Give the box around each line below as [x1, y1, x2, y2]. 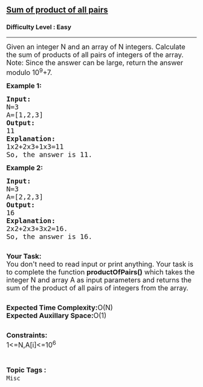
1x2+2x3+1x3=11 [6, 142, 64, 151]
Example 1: [6, 81, 42, 90]
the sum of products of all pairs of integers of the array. [6, 50, 184, 59]
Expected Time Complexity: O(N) [6, 303, 114, 312]
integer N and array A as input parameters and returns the [6, 275, 192, 284]
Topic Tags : [6, 365, 47, 374]
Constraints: [6, 331, 48, 339]
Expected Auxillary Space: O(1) [6, 311, 107, 320]
